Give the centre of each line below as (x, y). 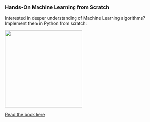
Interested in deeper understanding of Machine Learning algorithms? (75, 18)
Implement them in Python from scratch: (46, 23)
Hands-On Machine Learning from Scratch (57, 7)
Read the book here (25, 115)
